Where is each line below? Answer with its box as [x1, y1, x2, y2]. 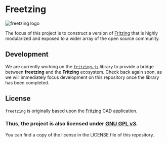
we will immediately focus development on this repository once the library [5, 74, 159, 80]
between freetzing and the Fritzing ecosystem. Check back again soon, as [5, 69, 162, 75]
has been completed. [5, 79, 50, 85]
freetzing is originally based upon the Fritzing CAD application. [5, 108, 138, 114]
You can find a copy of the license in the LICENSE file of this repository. [5, 131, 154, 137]
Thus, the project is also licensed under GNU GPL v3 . [5, 120, 138, 127]
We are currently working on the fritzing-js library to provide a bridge [5, 63, 154, 69]
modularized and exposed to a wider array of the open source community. [5, 35, 160, 41]
